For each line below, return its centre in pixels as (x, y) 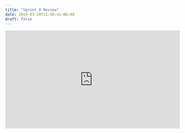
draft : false (19, 19)
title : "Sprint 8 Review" (32, 10)
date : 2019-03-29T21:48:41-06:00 (40, 14)
